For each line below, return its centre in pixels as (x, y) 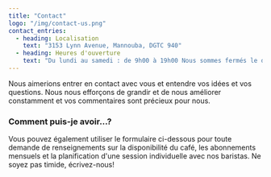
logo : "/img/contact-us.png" (57, 23)
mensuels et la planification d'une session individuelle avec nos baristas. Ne (135, 156)
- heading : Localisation (57, 38)
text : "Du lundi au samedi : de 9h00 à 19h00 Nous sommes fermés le (140, 61)
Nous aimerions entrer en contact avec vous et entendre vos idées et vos (130, 83)
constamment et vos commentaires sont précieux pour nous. (110, 101)
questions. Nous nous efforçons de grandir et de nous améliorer (115, 92)
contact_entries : (38, 31)
